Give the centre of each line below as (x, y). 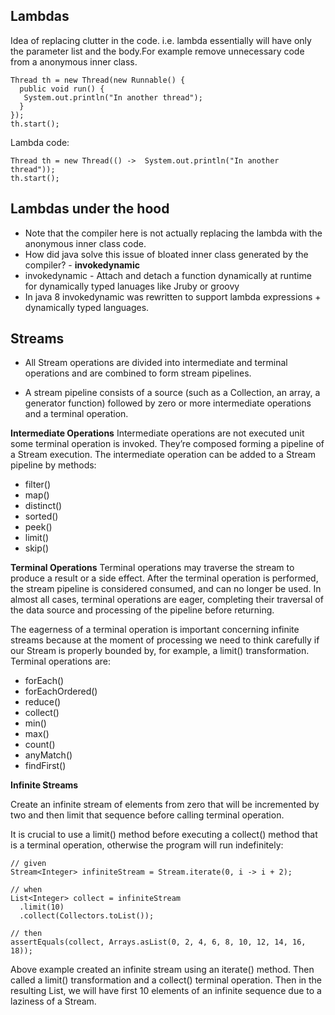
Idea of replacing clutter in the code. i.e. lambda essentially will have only (161, 40)
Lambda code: (40, 142)
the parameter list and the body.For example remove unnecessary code (157, 51)
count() (40, 745)
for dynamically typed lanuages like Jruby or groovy (132, 286)
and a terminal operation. (76, 414)
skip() (37, 548)
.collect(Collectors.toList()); (87, 916)
